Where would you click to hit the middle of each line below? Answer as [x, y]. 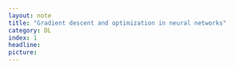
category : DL [30, 30]
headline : [25, 45]
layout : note [30, 15]
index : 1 [23, 38]
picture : [23, 52]
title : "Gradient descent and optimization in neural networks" [117, 23]
